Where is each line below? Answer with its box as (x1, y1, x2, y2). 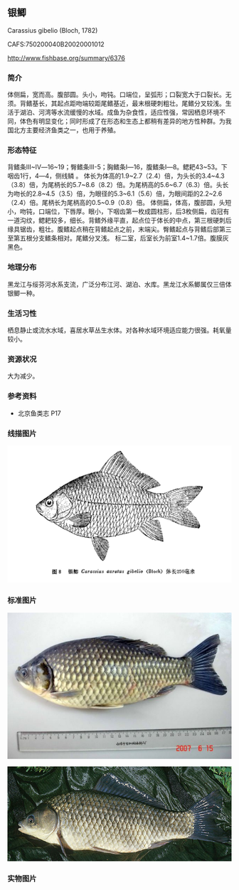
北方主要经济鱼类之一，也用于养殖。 (13, 126, 119, 134)
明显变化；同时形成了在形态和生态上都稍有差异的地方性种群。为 (38, 117, 225, 126)
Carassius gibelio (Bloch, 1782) (7, 26, 98, 34)
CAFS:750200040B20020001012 (7, 40, 105, 48)
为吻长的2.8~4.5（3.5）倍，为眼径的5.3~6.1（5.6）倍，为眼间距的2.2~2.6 (7, 189, 223, 198)
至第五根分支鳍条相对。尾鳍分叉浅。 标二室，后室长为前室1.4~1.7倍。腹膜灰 (7, 234, 229, 243)
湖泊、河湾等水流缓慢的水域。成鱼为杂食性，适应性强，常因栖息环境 (19, 108, 219, 117)
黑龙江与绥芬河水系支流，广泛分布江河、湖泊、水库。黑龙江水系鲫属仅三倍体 (7, 280, 232, 288)
